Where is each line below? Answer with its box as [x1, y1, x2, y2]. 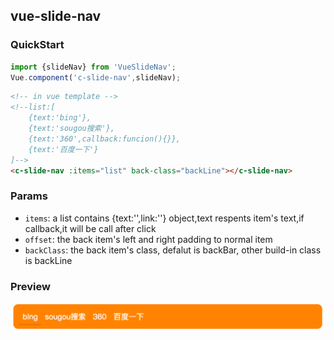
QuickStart [10, 38, 65, 52]
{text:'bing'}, [28, 113, 92, 123]
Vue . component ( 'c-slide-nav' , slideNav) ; [10, 72, 182, 83]
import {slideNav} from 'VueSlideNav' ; [10, 62, 177, 72]
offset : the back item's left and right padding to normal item [24, 233, 273, 245]
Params [10, 189, 48, 203]
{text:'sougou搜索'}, [28, 124, 115, 134]
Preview [10, 279, 51, 293]
